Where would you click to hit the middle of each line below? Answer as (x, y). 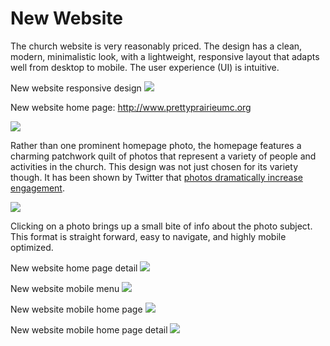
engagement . (37, 188)
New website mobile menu (65, 288)
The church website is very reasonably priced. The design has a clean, (156, 46)
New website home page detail (74, 268)
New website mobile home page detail (89, 329)
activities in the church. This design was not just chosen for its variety (154, 166)
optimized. (32, 247)
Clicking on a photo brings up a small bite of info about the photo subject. (161, 226)
